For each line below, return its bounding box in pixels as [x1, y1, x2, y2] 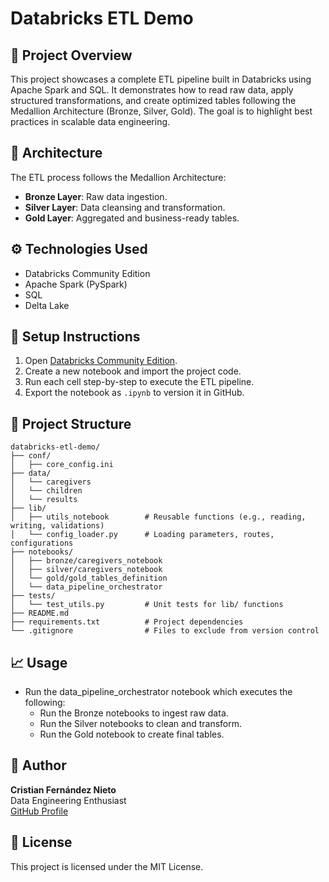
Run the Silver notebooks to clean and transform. [39, 718, 242, 730]
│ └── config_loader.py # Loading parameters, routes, [10, 530, 275, 540]
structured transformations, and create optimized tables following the [10, 95, 297, 106]
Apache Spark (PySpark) [24, 278, 128, 290]
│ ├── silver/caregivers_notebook [10, 565, 163, 575]
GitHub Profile [10, 805, 69, 817]
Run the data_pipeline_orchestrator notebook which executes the [24, 686, 293, 698]
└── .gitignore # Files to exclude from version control [10, 626, 320, 636]
